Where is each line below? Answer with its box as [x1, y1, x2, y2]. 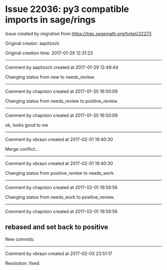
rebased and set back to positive [5, 223, 108, 232]
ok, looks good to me [5, 122, 49, 128]
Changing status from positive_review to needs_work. [5, 170, 115, 176]
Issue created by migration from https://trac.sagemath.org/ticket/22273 [5, 30, 152, 36]
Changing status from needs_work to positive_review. [5, 194, 115, 200]
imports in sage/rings [5, 14, 96, 25]
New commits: [5, 236, 35, 242]
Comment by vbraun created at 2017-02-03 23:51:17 [5, 251, 113, 257]
